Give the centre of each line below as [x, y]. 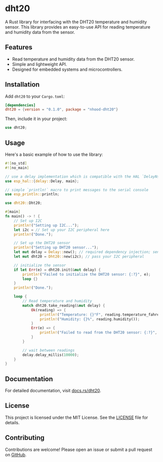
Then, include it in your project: [36, 119]
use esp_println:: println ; [32, 194]
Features [19, 47]
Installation [22, 85]
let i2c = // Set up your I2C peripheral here [62, 230]
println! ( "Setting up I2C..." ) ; [46, 225]
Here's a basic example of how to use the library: [54, 154]
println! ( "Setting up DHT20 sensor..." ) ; [56, 247]
